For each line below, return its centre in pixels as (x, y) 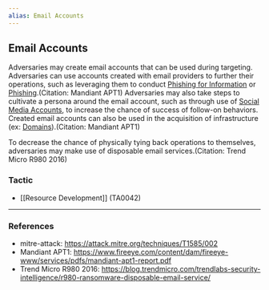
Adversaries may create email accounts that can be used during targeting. (130, 67)
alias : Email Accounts (46, 16)
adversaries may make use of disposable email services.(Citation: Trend (127, 151)
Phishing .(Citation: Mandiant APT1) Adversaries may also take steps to (124, 93)
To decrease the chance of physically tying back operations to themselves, (132, 143)
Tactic (21, 180)
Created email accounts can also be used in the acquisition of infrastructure (133, 119)
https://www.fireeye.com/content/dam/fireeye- (151, 252)
